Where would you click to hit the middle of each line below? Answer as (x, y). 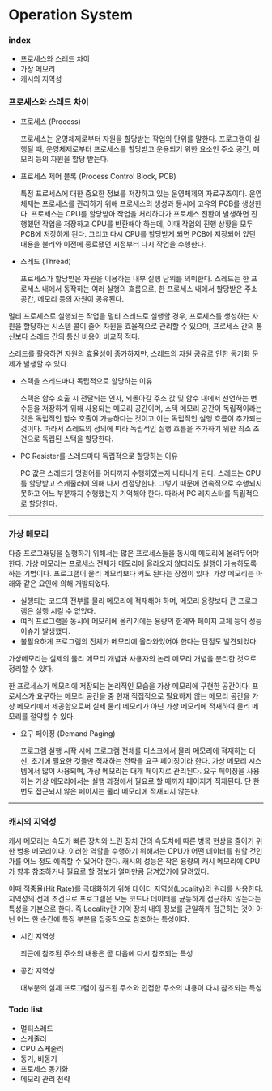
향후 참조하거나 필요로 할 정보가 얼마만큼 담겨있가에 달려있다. (113, 871)
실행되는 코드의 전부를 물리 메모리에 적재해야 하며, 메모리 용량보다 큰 (128, 601)
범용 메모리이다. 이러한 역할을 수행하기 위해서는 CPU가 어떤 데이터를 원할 (132, 851)
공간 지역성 (38, 971)
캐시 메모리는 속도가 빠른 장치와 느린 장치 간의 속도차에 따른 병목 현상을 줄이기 (132, 841)
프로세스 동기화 (44, 1068)
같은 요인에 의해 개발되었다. (67, 584)
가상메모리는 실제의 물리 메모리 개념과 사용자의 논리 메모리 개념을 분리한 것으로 (133, 659)
